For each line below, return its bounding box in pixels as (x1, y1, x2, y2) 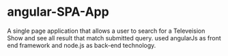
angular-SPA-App (7, 4, 109, 20)
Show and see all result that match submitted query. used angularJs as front (7, 33, 222, 42)
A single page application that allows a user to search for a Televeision (7, 27, 205, 35)
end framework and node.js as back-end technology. (7, 41, 156, 49)
